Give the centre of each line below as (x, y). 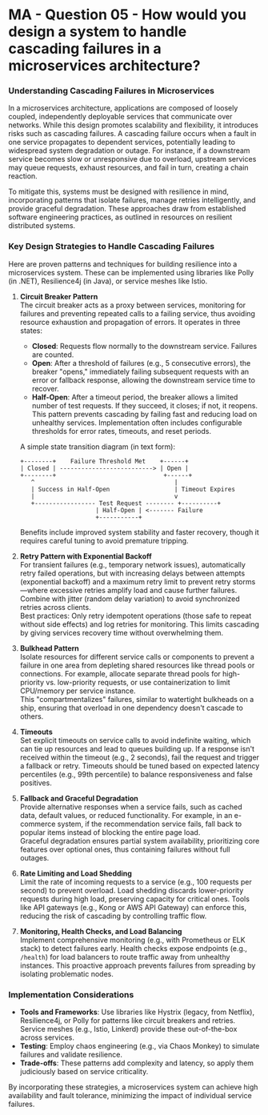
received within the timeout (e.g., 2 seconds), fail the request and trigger (140, 757)
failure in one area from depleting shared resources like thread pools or (137, 665)
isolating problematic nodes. (66, 973)
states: (31, 331)
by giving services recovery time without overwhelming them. (122, 632)
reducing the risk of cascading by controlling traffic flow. (113, 916)
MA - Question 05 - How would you (127, 15)
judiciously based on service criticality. (84, 1072)
